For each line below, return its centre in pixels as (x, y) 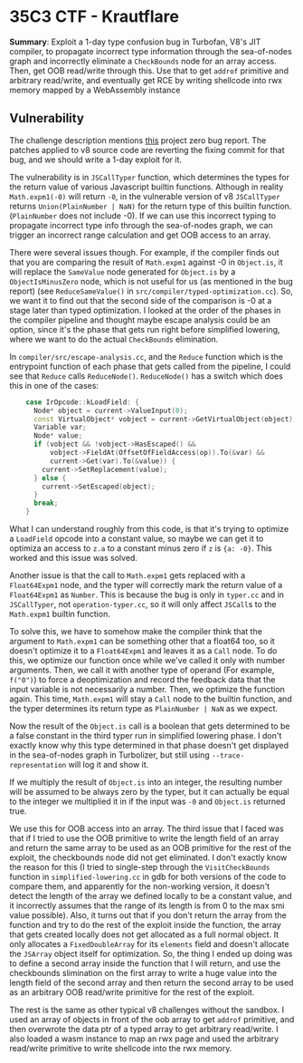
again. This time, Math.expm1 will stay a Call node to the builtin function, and (151, 699)
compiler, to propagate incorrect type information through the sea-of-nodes (151, 51)
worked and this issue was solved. (74, 558)
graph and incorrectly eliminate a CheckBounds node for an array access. (143, 61)
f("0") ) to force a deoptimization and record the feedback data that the (142, 680)
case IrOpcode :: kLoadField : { (83, 402)
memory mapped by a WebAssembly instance (95, 90)
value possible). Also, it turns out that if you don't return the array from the (148, 915)
